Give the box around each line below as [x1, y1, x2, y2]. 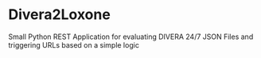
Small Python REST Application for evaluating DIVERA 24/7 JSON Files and [8, 32, 254, 41]
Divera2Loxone [8, 6, 111, 24]
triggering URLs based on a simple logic [8, 40, 139, 49]
